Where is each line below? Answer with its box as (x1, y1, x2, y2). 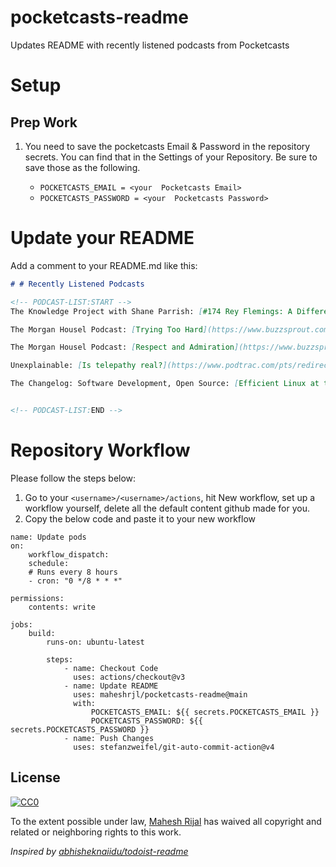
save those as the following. (24, 161, 141, 173)
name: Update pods (10, 532, 87, 542)
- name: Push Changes (63, 733, 155, 743)
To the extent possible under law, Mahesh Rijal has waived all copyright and (10, 815, 322, 827)
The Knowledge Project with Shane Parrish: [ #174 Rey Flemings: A (10, 306, 293, 316)
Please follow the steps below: (10, 472, 137, 484)
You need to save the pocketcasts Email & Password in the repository (24, 140, 311, 152)
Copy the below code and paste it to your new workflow (24, 512, 257, 525)
